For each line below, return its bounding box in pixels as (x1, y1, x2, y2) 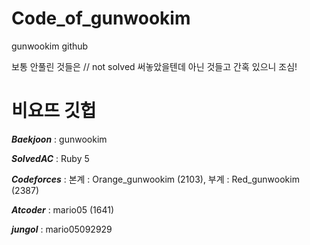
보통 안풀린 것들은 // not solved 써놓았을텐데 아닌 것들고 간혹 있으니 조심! (11, 60, 298, 72)
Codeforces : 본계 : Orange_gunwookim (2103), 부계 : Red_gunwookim (11, 173, 300, 185)
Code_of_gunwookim (11, 7, 191, 30)
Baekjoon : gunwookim (11, 133, 108, 145)
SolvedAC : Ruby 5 (11, 152, 90, 164)
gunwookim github (11, 40, 89, 52)
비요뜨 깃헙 (11, 100, 97, 122)
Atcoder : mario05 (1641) (11, 203, 115, 216)
